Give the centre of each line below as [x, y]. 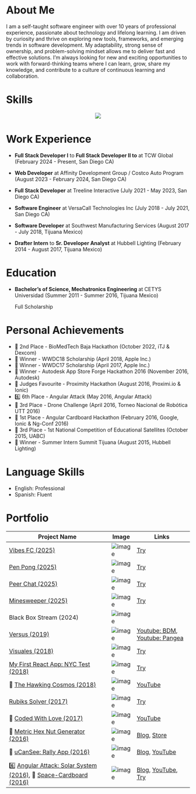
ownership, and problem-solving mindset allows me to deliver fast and [90, 51]
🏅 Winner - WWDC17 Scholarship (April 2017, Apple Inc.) [82, 365]
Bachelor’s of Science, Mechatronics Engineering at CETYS [88, 289]
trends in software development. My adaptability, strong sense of [84, 45]
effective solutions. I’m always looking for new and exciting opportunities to [97, 57]
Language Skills [45, 472]
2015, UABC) [30, 436]
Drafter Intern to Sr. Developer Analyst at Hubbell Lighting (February [98, 243]
